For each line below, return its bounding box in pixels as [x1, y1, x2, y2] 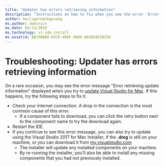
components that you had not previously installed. [19, 155, 121, 161]
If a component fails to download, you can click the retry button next [19, 113, 158, 119]
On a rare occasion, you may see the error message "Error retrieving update [5, 82, 159, 89]
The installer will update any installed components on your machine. [19, 144, 158, 150]
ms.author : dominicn [5, 21, 48, 26]
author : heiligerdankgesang [5, 16, 63, 21]
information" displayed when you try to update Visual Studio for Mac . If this [5, 88, 157, 94]
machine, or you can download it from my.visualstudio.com [12, 139, 132, 145]
